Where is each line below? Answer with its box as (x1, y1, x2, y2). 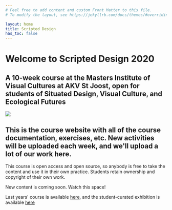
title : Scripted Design (5, 26, 56, 31)
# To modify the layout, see (5, 12, 68, 17)
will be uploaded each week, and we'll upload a (5, 141, 159, 150)
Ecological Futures (5, 97, 66, 106)
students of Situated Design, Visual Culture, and (5, 89, 163, 98)
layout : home (5, 22, 33, 27)
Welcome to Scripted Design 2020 (5, 53, 155, 65)
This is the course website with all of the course (5, 125, 161, 134)
